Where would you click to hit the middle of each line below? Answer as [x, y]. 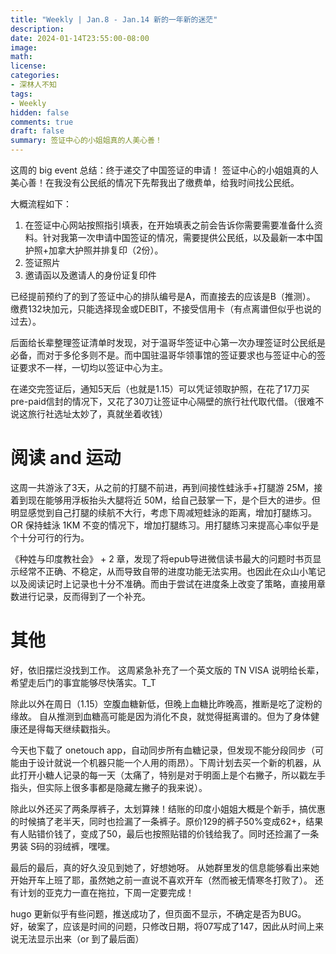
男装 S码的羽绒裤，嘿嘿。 [62, 846]
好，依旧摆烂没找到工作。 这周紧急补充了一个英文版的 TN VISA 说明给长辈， [167, 670]
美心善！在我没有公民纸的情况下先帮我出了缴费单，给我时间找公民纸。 [155, 182]
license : [28, 66]
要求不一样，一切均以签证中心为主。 [93, 367]
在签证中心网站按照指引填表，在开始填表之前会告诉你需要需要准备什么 [169, 225]
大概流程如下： [41, 204]
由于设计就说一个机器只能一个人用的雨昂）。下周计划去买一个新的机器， [165, 762]
